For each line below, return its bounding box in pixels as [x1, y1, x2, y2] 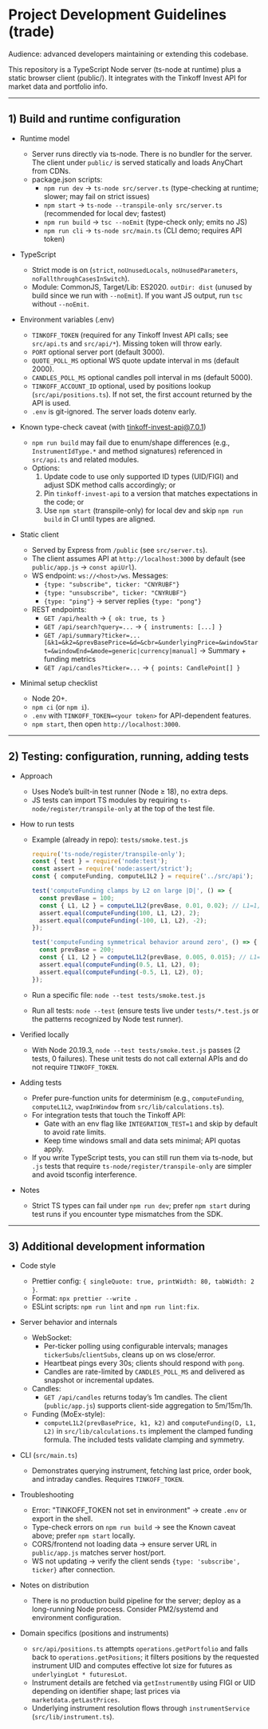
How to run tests [19, 818, 75, 829]
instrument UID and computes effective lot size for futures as [31, 1661, 233, 1671]
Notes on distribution [19, 1580, 89, 1590]
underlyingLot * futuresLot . [31, 1670, 128, 1679]
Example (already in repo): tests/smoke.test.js [31, 834, 189, 844]
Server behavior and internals [19, 1318, 118, 1327]
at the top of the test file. [133, 803, 215, 813]
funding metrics [43, 654, 97, 663]
